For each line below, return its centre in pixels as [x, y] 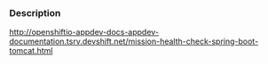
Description [35, 13]
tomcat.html [31, 51]
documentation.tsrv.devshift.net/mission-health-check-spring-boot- [134, 41]
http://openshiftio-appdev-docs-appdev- [84, 32]
